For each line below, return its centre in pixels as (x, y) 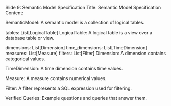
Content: (15, 13)
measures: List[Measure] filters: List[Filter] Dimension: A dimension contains (86, 53)
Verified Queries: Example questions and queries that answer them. (76, 98)
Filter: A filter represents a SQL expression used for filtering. (68, 88)
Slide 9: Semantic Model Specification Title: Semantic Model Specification (83, 7)
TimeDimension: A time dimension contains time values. (64, 69)
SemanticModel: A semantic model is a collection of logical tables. (75, 23)
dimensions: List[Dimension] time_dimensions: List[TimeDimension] (76, 48)
